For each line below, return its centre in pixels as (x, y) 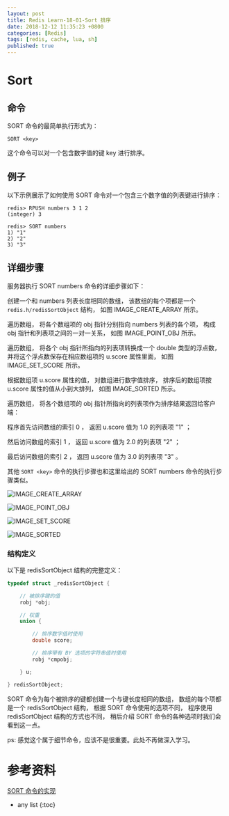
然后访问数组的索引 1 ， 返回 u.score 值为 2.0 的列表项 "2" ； (94, 441)
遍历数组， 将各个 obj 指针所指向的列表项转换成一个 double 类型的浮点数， (114, 347)
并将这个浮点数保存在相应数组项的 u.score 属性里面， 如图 (91, 356)
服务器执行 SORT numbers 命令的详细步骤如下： (76, 285)
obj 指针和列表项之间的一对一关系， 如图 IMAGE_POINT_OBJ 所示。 (103, 333)
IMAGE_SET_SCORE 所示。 (46, 365)
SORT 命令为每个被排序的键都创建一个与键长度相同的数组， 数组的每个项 (111, 699)
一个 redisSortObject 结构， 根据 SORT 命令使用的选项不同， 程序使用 (113, 707)
